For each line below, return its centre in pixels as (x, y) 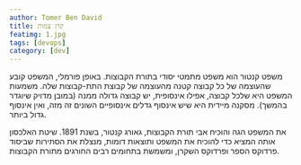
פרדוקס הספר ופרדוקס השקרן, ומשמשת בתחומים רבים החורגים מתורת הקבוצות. (145, 151)
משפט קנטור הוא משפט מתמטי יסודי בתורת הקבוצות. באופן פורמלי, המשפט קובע (146, 76)
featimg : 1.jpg (38, 34)
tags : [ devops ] (38, 43)
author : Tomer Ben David (56, 17)
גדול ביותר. (28, 115)
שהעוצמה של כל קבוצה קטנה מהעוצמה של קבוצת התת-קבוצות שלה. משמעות (140, 86)
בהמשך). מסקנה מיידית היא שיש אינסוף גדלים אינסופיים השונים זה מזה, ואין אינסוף (148, 105)
